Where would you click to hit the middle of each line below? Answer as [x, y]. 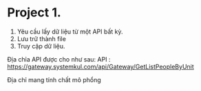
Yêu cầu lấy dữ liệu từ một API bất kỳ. [70, 31]
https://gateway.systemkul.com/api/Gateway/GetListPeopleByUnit [100, 66]
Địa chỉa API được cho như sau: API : [59, 59]
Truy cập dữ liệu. [41, 46]
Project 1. [34, 13]
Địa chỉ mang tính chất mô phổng [54, 79]
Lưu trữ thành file [42, 38]
